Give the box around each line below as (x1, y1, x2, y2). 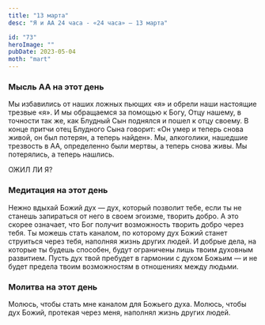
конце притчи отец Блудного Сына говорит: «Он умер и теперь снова (8, 124, 244, 134)
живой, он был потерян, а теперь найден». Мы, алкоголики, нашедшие (8, 133, 248, 142)
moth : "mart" (8, 55, 51, 63)
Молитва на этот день (8, 282, 98, 293)
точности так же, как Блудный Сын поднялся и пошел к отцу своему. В (8, 116, 249, 126)
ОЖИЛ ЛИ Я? (8, 165, 53, 175)
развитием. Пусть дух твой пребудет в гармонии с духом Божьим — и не (8, 253, 258, 263)
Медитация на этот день (8, 185, 108, 196)
